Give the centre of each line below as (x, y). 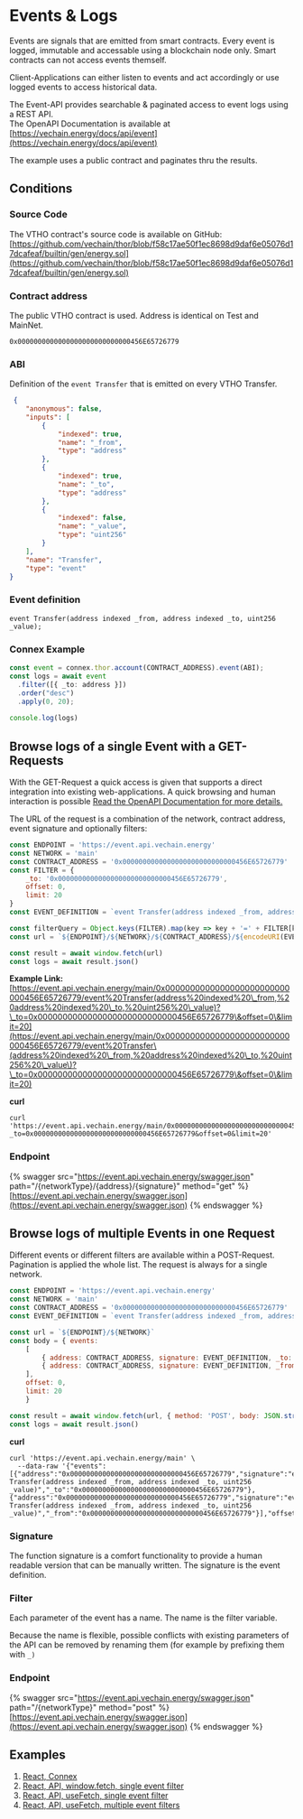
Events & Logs (64, 16)
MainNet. (26, 325)
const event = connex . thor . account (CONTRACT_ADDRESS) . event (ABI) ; (137, 668)
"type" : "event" (56, 568)
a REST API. (32, 114)
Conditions (41, 189)
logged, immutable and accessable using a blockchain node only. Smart (143, 50)
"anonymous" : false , (64, 409)
